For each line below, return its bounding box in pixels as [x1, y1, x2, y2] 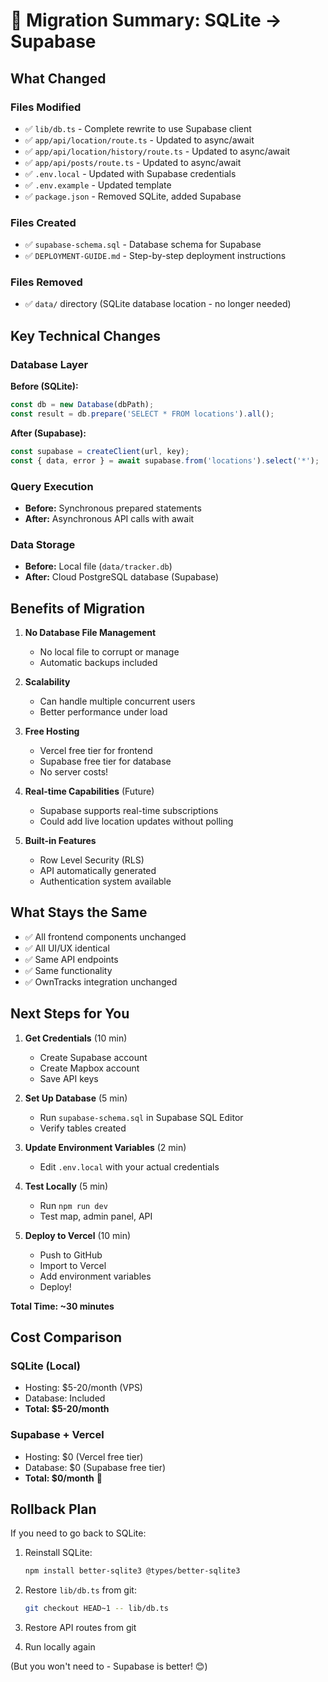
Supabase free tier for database [39, 755, 172, 768]
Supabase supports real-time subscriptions [39, 805, 219, 817]
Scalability [24, 676, 71, 688]
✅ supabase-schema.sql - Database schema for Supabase [24, 239, 262, 251]
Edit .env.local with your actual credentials [39, 1160, 220, 1173]
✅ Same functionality [24, 964, 113, 976]
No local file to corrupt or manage [39, 646, 180, 658]
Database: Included [24, 1392, 106, 1404]
